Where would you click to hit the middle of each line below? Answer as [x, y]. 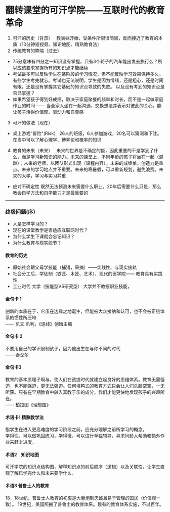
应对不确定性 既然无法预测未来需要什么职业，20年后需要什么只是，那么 [87, 186]
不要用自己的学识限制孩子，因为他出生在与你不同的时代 [63, 348]
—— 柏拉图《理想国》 [28, 405]
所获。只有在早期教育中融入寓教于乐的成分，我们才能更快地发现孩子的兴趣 [83, 392]
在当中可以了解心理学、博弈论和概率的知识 [57, 139]
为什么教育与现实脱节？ [37, 243]
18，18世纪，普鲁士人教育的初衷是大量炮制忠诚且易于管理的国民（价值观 [81, 498]
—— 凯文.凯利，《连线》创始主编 [39, 323]
